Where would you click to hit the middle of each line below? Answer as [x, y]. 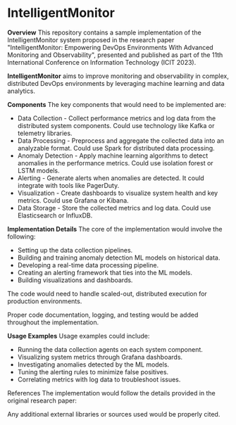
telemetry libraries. [45, 133]
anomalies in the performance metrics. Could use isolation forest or [115, 163]
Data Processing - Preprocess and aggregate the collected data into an [120, 140]
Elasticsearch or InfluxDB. [55, 215]
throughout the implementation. [53, 322]
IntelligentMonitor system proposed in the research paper [91, 39]
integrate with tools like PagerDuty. [68, 185]
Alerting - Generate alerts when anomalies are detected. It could [111, 178]
